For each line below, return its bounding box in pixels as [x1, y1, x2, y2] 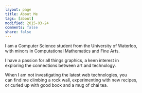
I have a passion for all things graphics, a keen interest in [5, 58, 119, 63]
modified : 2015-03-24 [5, 20, 49, 26]
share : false [5, 30, 32, 34]
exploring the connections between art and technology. [5, 62, 116, 68]
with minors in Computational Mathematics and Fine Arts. [5, 48, 120, 54]
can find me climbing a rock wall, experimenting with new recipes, [5, 77, 138, 83]
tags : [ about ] [5, 16, 34, 21]
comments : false [5, 25, 38, 30]
